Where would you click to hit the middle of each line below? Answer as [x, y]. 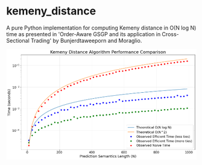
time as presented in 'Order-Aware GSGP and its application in [84, 34]
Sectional [18, 40]
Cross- [170, 34]
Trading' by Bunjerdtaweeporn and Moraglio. [86, 40]
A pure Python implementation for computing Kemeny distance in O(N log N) [101, 28]
